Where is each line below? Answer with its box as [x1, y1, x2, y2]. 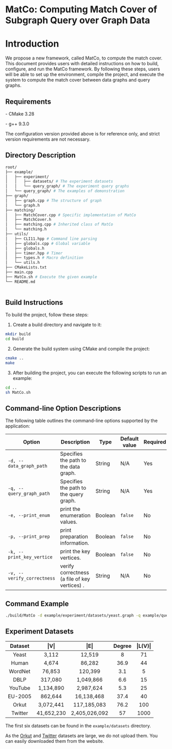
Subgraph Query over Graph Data [5, 14, 150, 26]
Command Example [5, 599, 69, 608]
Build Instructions [5, 298, 63, 306]
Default [120, 435, 139, 443]
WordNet [9, 667, 31, 675]
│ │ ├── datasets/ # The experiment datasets [5, 179, 114, 184]
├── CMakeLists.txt [5, 265, 47, 270]
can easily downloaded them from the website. [5, 738, 104, 744]
